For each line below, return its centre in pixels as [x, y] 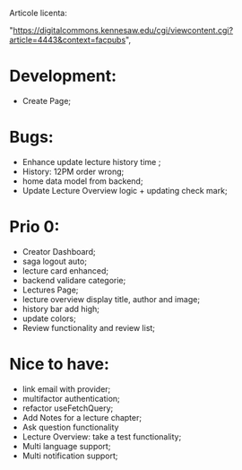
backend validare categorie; [74, 280]
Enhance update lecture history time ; [91, 161]
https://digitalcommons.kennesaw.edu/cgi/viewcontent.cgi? [123, 30]
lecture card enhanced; [65, 270]
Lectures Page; [50, 290]
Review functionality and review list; [88, 327]
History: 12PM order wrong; [73, 171]
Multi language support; [66, 446]
